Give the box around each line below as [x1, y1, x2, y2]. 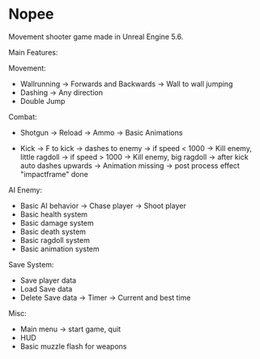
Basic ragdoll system [19, 235, 91, 244]
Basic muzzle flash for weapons [19, 341, 127, 351]
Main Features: [8, 47, 58, 57]
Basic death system [19, 227, 87, 236]
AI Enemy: [8, 184, 43, 195]
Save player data [19, 275, 77, 285]
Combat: [8, 111, 38, 122]
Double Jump [19, 96, 66, 106]
